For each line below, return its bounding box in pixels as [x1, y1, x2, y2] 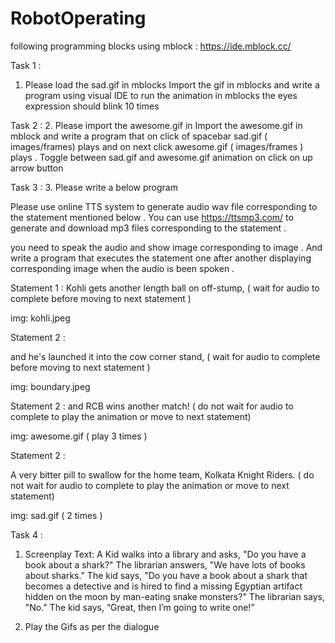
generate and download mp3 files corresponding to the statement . [10, 222, 287, 234]
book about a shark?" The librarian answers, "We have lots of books [24, 558, 306, 571]
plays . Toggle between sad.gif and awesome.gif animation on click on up [10, 151, 313, 163]
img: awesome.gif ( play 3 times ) [10, 430, 148, 442]
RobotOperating [10, 7, 147, 30]
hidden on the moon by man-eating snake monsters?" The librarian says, [24, 590, 325, 602]
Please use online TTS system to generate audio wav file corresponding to [10, 200, 318, 212]
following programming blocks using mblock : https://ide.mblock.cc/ [10, 40, 292, 52]
